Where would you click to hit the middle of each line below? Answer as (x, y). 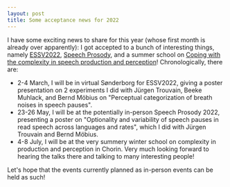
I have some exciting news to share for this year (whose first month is (106, 39)
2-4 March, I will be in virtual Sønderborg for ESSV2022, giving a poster (120, 82)
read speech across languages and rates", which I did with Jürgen (112, 127)
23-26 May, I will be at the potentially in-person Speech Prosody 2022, (118, 112)
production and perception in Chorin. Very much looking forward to (113, 149)
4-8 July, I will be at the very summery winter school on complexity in (116, 141)
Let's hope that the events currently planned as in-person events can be (110, 170)
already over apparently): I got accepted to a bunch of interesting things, (111, 47)
